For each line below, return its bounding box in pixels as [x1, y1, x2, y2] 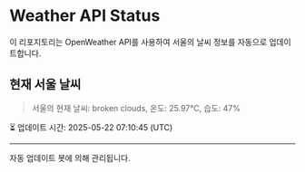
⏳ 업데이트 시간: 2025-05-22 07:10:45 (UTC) [9, 121, 173, 132]
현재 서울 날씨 [9, 77, 82, 92]
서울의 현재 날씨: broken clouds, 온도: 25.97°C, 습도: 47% [31, 102, 241, 113]
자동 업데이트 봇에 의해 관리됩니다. [9, 152, 131, 163]
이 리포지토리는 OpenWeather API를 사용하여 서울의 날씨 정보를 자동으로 [9, 36, 268, 47]
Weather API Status [9, 5, 161, 26]
